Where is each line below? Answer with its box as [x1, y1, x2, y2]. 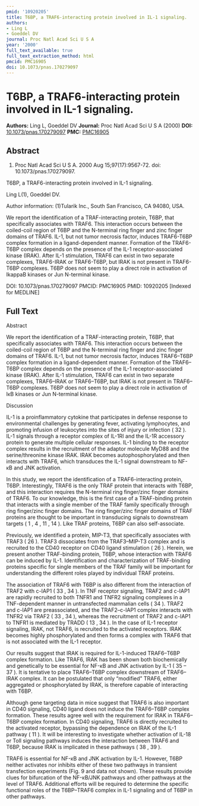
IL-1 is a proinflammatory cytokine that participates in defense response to [6, 413, 188, 421]
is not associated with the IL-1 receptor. [6, 638, 102, 645]
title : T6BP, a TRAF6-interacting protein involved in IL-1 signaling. [6, 14, 187, 20]
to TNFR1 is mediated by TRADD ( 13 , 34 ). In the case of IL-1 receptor [6, 619, 178, 626]
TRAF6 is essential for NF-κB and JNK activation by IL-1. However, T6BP [6, 755, 183, 762]
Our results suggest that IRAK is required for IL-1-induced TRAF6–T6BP [6, 649, 180, 656]
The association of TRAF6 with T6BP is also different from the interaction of [6, 581, 191, 588]
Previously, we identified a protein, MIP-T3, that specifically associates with [6, 531, 191, 539]
